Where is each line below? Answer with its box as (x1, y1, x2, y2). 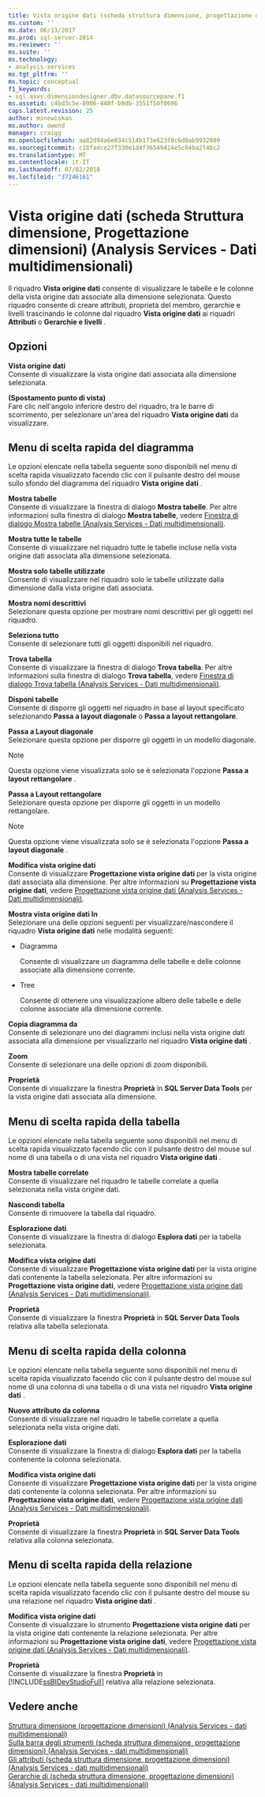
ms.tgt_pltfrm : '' (8, 70, 69, 78)
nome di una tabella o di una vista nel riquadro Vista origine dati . (8, 1153, 222, 1162)
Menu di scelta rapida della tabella (8, 1115, 181, 1128)
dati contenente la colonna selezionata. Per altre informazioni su (8, 1487, 217, 1496)
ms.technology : (8, 56, 58, 64)
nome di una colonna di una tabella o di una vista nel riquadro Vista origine (8, 1382, 253, 1392)
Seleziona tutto (8, 631, 59, 640)
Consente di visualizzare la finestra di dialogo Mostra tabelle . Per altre (8, 502, 238, 512)
